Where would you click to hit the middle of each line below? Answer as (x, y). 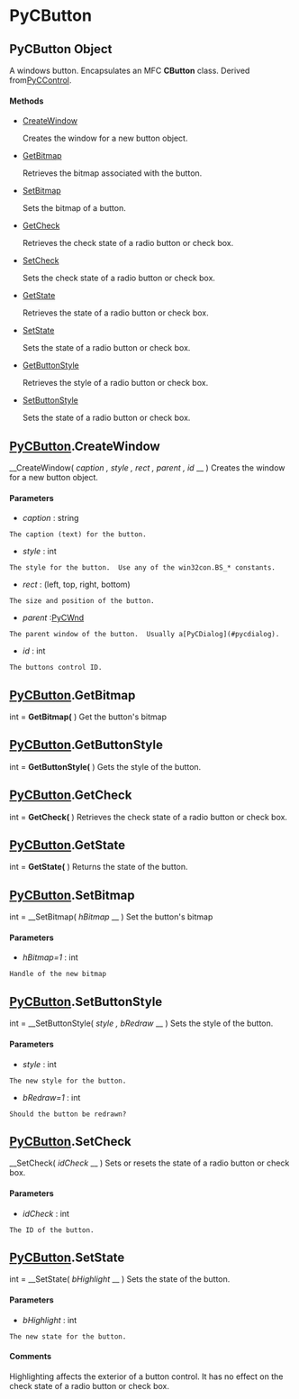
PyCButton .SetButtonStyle (86, 1001)
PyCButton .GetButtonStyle (86, 745)
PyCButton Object (61, 49)
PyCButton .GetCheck (71, 796)
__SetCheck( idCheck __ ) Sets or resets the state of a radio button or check (149, 1163)
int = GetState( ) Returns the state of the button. (99, 867)
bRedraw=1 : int (51, 1097)
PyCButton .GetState (68, 845)
